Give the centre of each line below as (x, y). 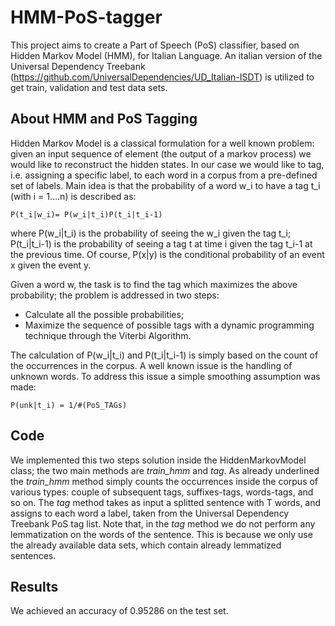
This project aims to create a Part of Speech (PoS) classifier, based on (155, 45)
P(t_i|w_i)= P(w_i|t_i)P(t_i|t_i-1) (86, 214)
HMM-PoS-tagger (86, 17)
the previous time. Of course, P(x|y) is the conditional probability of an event (167, 254)
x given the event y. (51, 265)
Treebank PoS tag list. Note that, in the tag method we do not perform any (163, 523)
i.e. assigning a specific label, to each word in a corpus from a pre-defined (164, 175)
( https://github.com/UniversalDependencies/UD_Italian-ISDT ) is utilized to (162, 77)
